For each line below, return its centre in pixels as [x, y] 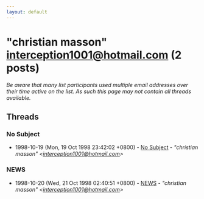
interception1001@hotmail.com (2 [94, 55]
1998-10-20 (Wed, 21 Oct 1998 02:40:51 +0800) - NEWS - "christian [101, 183]
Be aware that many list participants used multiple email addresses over [97, 85]
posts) [23, 68]
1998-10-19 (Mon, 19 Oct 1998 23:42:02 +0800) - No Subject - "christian [107, 147]
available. [19, 97]
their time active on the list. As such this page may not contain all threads [99, 91]
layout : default [27, 12]
